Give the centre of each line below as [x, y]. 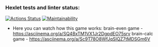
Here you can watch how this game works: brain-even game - [78, 28]
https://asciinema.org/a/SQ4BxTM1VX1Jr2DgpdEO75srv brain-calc [83, 34]
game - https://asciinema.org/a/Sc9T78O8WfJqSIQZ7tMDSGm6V [81, 39]
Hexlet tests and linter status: [43, 8]
